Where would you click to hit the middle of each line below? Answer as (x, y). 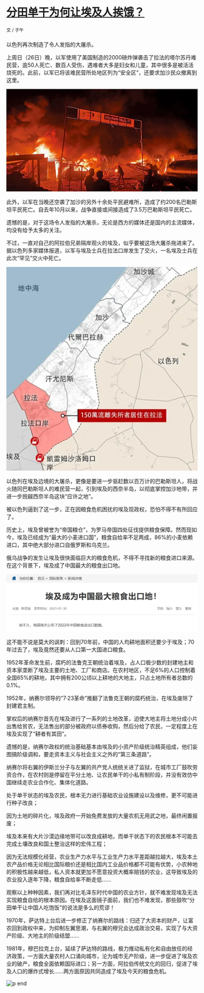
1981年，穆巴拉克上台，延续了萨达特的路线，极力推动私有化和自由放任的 (97, 948)
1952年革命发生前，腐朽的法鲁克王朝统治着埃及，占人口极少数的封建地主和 (100, 662)
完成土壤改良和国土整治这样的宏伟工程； (57, 844)
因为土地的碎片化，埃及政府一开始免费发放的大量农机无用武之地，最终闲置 (99, 815)
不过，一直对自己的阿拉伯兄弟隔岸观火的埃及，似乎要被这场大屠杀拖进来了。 (102, 243)
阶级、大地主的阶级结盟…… (46, 935)
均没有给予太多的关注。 (36, 230)
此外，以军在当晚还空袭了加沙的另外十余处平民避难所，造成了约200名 (94, 202)
